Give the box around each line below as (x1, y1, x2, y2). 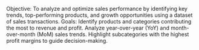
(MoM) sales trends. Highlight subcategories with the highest (36, 31, 189, 38)
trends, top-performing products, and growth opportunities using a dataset (6, 11, 193, 19)
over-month (6, 31, 36, 38)
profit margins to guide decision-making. (6, 37, 108, 44)
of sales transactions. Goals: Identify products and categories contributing (6, 18, 192, 25)
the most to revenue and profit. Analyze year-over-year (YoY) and (6, 24, 170, 31)
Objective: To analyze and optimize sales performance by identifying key (6, 5, 188, 12)
